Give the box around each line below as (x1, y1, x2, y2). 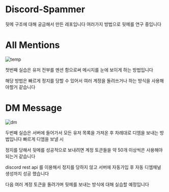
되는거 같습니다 (5, 153, 36, 159)
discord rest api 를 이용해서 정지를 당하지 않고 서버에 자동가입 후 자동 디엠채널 (5, 164, 161, 170)
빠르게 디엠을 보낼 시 (22, 136, 64, 142)
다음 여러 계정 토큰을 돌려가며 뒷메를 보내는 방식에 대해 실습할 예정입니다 (5, 181, 149, 187)
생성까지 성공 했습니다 (5, 170, 49, 177)
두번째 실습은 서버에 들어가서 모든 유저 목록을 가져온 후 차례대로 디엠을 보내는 (5, 129, 159, 136)
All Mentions (5, 39, 60, 51)
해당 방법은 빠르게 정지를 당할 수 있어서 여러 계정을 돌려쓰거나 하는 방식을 (5, 78, 151, 84)
